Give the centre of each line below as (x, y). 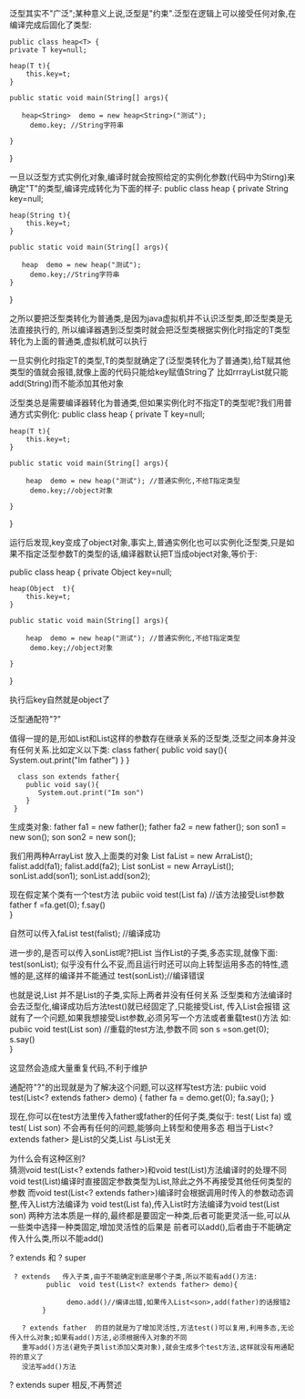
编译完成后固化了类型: (51, 25)
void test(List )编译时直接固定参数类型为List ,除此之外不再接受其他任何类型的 (151, 1181)
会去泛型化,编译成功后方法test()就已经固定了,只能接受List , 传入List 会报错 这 (150, 1006)
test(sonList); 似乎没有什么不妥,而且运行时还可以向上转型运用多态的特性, (145, 964)
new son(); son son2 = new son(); (73, 837)
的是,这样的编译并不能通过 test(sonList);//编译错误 (111, 975)
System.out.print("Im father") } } (70, 760)
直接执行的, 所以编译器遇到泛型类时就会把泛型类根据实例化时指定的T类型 (154, 330)
